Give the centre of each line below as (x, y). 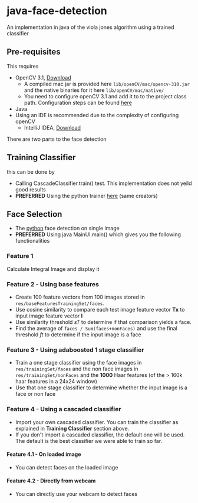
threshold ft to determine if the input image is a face (78, 335)
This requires (23, 66)
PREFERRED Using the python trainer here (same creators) (86, 196)
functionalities (32, 241)
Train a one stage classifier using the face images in (78, 363)
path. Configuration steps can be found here (78, 102)
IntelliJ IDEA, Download (52, 127)
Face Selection (34, 214)
